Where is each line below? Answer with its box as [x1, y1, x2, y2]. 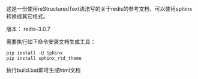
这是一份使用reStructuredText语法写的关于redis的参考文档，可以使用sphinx [6, 5, 193, 12]
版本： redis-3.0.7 [6, 26, 51, 32]
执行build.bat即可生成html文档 [6, 66, 81, 74]
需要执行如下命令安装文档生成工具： [6, 38, 96, 45]
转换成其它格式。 [6, 13, 49, 20]
